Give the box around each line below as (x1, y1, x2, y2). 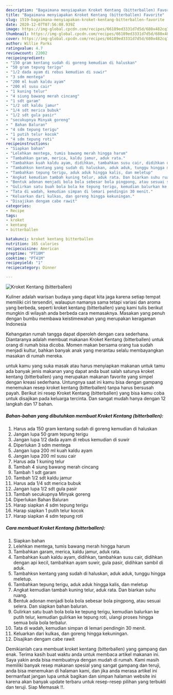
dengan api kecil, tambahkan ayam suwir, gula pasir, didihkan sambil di (13, 559, 163, 566)
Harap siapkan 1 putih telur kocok (13, 507, 84, 514)
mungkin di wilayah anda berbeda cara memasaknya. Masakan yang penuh (6, 310, 165, 316)
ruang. (13, 592, 28, 598)
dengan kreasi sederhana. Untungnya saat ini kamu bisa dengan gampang (6, 379, 163, 385)
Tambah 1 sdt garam (13, 469, 56, 475)
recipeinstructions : (6, 141, 50, 146)
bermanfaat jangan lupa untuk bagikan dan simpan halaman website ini (6, 673, 157, 679)
